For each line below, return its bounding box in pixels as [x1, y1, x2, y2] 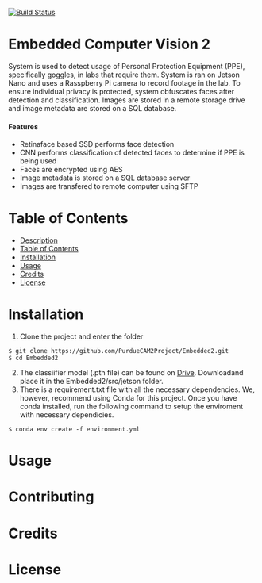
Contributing [8, 488, 94, 506]
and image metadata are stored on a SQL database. [8, 103, 177, 113]
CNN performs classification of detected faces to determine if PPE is [19, 148, 245, 158]
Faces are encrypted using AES [19, 165, 123, 175]
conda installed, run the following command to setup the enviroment [19, 401, 244, 412]
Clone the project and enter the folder [19, 332, 144, 341]
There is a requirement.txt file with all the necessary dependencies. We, [19, 385, 256, 394]
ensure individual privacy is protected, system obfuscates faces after [8, 86, 235, 96]
